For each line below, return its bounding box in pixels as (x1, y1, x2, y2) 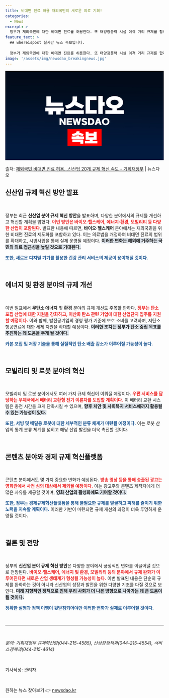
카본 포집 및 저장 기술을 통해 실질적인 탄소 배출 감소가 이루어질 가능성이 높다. (5, 340, 153, 346)
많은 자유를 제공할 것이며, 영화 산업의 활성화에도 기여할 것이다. (5, 489, 127, 495)
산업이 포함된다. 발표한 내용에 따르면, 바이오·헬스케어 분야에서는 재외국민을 (10, 225, 157, 231)
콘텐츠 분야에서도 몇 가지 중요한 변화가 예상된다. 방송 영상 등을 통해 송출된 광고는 (5, 477, 162, 483)
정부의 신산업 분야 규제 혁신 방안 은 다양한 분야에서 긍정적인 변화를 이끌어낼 (5, 563, 151, 569)
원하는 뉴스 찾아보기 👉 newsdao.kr (5, 687, 76, 693)
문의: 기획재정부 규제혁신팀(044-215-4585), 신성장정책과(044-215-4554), (5, 640, 153, 646)
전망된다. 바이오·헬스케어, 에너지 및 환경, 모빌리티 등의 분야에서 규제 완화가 (10, 569, 155, 575)
